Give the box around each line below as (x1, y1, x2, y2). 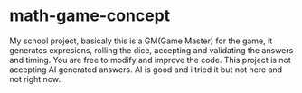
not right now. (9, 73, 61, 84)
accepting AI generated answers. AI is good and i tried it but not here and (9, 64, 283, 75)
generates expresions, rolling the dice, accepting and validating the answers (9, 44, 294, 55)
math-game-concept (9, 5, 171, 26)
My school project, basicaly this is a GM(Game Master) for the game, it (9, 35, 273, 46)
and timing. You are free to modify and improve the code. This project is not (9, 54, 291, 65)
